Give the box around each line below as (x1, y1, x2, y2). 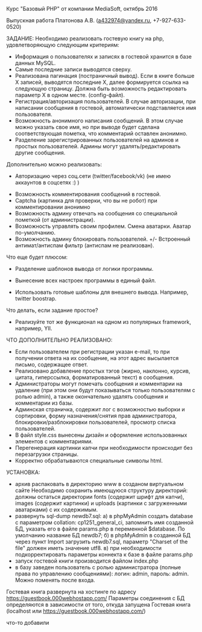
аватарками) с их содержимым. (14, 506, 98, 513)
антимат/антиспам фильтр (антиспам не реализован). (14, 242, 155, 249)
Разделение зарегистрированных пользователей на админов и (14, 136, 179, 144)
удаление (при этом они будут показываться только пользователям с (14, 387, 196, 394)
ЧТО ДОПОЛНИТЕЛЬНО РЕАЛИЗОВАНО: (6, 337, 113, 343)
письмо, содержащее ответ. (14, 361, 89, 368)
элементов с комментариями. (14, 438, 93, 445)
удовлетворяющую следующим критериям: (6, 42, 119, 48)
